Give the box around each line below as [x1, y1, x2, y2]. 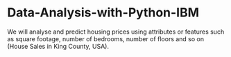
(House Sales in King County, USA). [7, 42, 110, 50]
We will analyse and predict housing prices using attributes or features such [7, 27, 225, 36]
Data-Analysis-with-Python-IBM [7, 5, 200, 21]
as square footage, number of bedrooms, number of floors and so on [7, 34, 205, 43]
